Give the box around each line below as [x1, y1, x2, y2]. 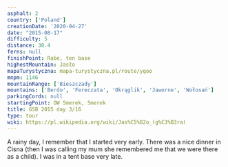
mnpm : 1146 [7, 74, 39, 81]
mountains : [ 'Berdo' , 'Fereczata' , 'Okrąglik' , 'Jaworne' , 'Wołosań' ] [7, 87, 214, 93]
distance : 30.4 [7, 42, 51, 49]
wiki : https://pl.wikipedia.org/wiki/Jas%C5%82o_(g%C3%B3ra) [7, 118, 187, 126]
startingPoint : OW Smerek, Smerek [7, 100, 107, 107]
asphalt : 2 [7, 10, 39, 17]
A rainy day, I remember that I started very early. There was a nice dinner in [7, 137, 222, 146]
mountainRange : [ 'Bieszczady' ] [7, 80, 97, 87]
